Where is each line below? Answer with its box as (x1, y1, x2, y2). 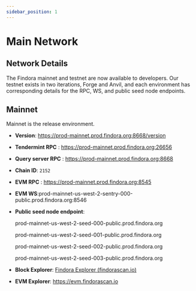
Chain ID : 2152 (14, 167, 51, 174)
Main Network (6, 34, 79, 48)
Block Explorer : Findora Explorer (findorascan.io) (14, 266, 137, 274)
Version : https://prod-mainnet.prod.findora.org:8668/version (14, 132, 166, 139)
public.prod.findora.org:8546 (14, 196, 87, 204)
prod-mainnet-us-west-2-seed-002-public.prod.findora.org (14, 243, 163, 250)
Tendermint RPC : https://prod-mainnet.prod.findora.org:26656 (14, 143, 173, 151)
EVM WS (14, 190, 38, 197)
